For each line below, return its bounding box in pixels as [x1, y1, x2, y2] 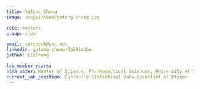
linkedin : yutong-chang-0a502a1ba [6, 47, 92, 53]
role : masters [6, 25, 42, 31]
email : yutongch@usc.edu [6, 41, 68, 47]
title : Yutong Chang [6, 8, 58, 15]
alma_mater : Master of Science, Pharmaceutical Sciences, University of [6, 68, 190, 74]
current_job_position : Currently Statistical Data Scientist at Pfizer [6, 74, 187, 80]
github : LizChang [6, 52, 49, 58]
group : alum [6, 30, 36, 36]
